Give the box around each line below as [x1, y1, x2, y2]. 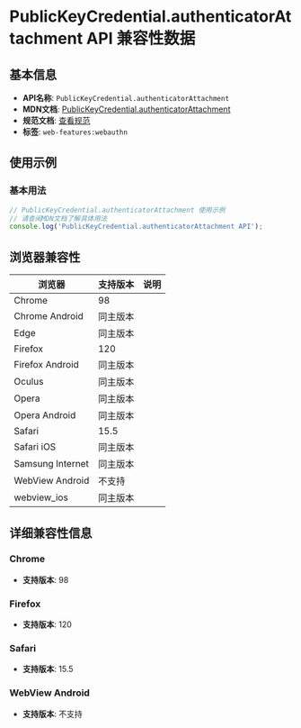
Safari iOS [13, 441, 57, 453]
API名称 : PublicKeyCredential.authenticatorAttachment [22, 93, 230, 103]
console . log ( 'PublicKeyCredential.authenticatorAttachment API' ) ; [9, 223, 263, 232]
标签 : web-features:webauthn [22, 126, 128, 137]
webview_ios [13, 491, 69, 504]
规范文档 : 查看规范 [22, 115, 91, 125]
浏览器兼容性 [9, 250, 81, 265]
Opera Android [13, 409, 76, 422]
